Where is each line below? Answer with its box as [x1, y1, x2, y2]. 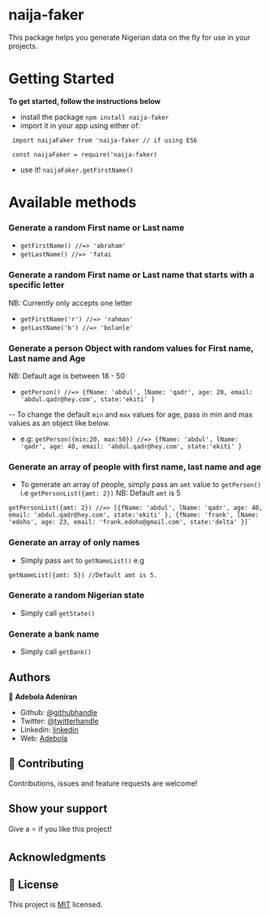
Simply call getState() [19, 608, 96, 618]
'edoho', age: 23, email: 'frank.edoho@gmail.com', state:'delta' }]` [8, 518, 252, 526]
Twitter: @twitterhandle [19, 716, 99, 726]
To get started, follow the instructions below [8, 96, 161, 106]
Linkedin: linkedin [19, 724, 79, 735]
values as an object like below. [8, 418, 111, 427]
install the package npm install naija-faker [19, 112, 169, 122]
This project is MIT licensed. [8, 899, 103, 909]
